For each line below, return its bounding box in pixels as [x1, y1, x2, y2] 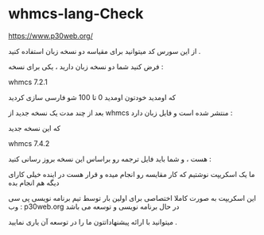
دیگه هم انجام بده [8, 178, 60, 187]
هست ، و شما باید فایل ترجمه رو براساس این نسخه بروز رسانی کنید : [8, 154, 212, 164]
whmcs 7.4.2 [8, 138, 50, 148]
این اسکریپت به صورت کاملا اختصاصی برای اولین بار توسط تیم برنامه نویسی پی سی [8, 193, 257, 202]
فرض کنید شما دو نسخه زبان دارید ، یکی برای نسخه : [8, 61, 164, 71]
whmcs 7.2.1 [8, 77, 48, 87]
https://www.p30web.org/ [8, 31, 93, 40]
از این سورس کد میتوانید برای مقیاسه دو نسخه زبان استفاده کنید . [8, 46, 201, 56]
